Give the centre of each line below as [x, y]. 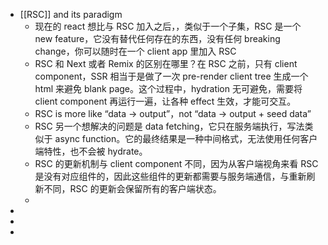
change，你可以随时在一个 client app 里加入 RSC [135, 51]
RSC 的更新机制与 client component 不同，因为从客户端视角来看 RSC [176, 163]
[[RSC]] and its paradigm [71, 14]
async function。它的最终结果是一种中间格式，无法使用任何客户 [186, 138]
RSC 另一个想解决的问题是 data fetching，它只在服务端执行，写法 [169, 126]
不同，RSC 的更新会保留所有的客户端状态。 [132, 188]
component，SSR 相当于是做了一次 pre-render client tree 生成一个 [171, 76]
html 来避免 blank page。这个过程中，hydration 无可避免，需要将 [168, 88]
